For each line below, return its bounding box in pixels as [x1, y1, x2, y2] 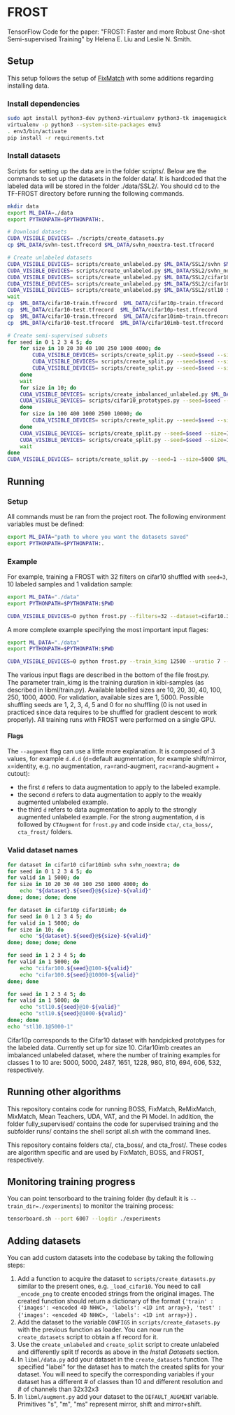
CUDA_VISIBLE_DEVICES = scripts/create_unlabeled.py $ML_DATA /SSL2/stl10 [7, 287, 224, 294]
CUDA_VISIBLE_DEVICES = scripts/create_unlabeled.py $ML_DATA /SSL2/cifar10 [7, 274, 230, 281]
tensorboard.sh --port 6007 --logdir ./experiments [7, 1215, 161, 1223]
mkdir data [7, 203, 39, 210]
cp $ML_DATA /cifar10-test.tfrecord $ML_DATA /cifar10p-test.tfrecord [7, 307, 218, 314]
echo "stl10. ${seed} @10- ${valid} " [20, 1004, 120, 1011]
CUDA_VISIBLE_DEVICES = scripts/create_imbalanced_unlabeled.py [20, 391, 208, 398]
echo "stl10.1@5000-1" [7, 1023, 73, 1030]
